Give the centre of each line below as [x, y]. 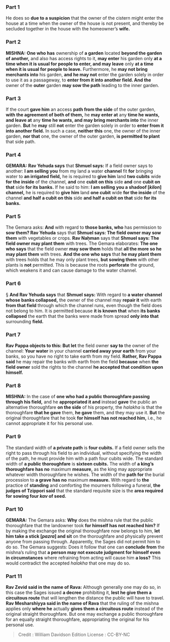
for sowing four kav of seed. [36, 496]
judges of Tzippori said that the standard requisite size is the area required [84, 490]
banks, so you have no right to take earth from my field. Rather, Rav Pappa [84, 356]
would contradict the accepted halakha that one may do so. [68, 563]
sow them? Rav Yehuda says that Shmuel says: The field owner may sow [83, 233]
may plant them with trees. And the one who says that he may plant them [83, 254]
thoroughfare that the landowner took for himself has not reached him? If [83, 525]
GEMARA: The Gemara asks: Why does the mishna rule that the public [79, 520]
